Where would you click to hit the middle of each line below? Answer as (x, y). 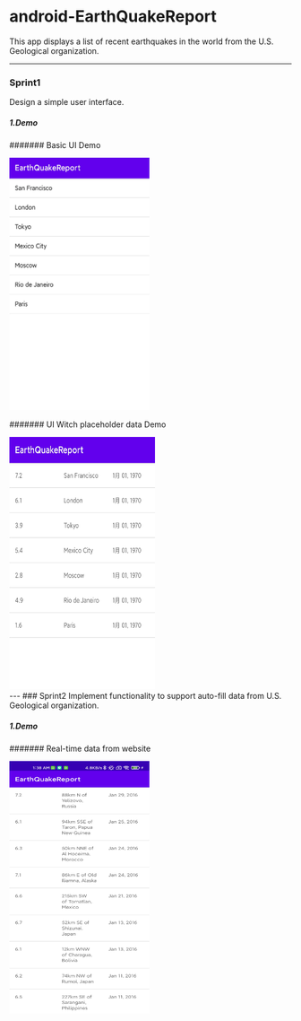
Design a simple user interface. (67, 102)
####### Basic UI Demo (55, 145)
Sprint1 (25, 83)
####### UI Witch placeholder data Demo (88, 424)
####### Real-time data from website (80, 749)
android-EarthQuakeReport (113, 17)
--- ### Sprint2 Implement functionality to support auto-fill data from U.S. (146, 696)
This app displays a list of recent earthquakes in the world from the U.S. (142, 41)
